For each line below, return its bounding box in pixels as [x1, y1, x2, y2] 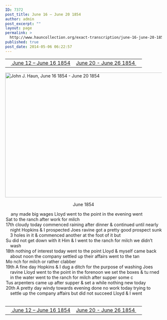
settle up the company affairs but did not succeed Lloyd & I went [10, 290, 143, 296]
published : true [5, 40, 39, 45]
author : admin [5, 16, 35, 21]
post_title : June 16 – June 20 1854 [5, 12, 81, 17]
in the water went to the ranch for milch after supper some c [10, 274, 133, 280]
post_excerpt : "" [5, 21, 41, 26]
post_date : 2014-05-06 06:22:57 [5, 44, 72, 49]
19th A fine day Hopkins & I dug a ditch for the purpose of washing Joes [5, 264, 153, 270]
